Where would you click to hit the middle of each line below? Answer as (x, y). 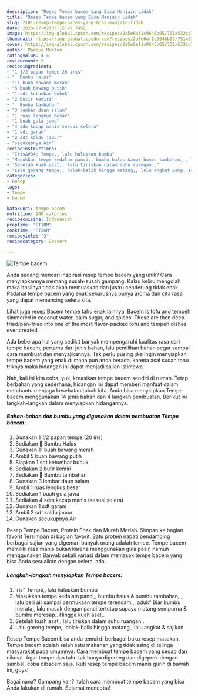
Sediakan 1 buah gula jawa (47, 494)
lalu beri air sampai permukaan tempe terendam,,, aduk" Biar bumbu (98, 602)
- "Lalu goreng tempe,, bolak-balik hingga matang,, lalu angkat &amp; (96, 171)
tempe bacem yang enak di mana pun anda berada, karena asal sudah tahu (98, 360)
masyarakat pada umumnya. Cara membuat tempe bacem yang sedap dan (97, 651)
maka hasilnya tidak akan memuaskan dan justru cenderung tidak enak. (93, 287)
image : (15, 34)
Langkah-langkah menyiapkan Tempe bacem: (65, 575)
